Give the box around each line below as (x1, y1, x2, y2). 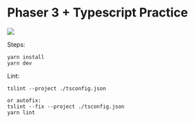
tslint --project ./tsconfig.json (7, 85, 107, 92)
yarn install (7, 54, 45, 60)
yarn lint (7, 109, 36, 116)
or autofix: (7, 97, 41, 104)
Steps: (7, 40, 25, 49)
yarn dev (7, 60, 32, 67)
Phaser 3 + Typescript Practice (7, 5, 188, 21)
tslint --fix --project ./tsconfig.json (7, 103, 125, 110)
